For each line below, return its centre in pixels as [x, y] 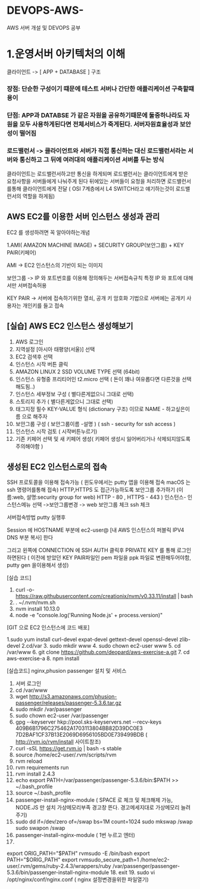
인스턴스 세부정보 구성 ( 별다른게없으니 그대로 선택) [74, 394]
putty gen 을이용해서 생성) [38, 565]
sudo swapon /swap [40, 828]
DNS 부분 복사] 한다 [30, 538]
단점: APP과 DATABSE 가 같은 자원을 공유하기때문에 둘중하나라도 [95, 115]
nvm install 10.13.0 [37, 609]
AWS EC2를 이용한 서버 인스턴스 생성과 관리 [83, 217]
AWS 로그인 [29, 342]
